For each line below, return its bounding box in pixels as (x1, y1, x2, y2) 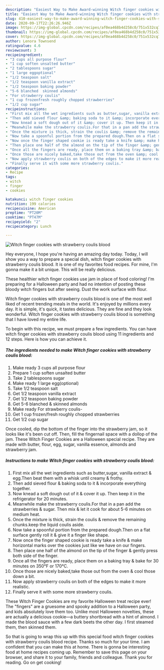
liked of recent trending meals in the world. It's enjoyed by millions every (5, 301, 151, 307)
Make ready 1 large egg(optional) (12, 380, 79, 386)
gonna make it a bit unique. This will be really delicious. (5, 266, 116, 272)
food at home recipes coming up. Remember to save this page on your (5, 649, 147, 655)
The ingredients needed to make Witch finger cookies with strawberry (5, 347, 151, 353)
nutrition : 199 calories (5, 201, 56, 206)
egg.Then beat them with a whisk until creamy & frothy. (12, 475, 124, 481)
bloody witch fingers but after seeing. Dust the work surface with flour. (5, 286, 147, 292)
